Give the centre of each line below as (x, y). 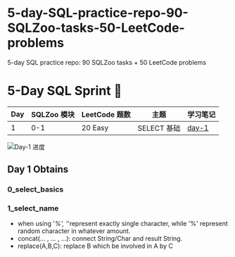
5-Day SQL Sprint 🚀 (65, 91)
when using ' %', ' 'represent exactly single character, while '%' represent (123, 224)
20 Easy (95, 127)
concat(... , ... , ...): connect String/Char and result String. (100, 239)
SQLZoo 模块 (53, 114)
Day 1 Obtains (38, 169)
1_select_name (33, 208)
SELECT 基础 (159, 128)
